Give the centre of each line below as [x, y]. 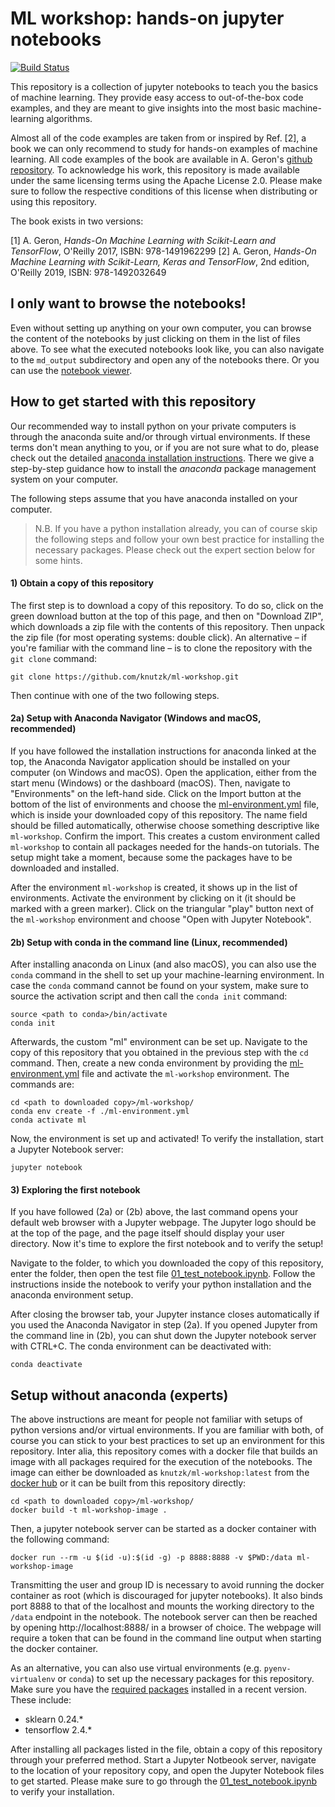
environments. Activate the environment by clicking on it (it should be [153, 898]
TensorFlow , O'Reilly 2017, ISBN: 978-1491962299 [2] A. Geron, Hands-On [163, 251]
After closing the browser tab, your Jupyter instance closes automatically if [165, 1314]
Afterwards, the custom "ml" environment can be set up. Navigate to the [159, 1042]
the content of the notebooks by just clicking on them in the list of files [155, 338]
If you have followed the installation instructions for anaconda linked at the [163, 751]
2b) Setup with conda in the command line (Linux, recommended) [149, 942]
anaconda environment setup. [72, 1295]
